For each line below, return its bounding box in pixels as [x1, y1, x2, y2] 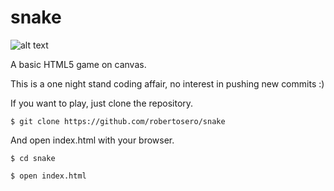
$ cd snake [10, 153, 56, 163]
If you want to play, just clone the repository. [10, 97, 194, 109]
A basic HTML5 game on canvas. [10, 58, 147, 70]
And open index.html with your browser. [10, 134, 175, 146]
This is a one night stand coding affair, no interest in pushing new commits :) [10, 77, 325, 90]
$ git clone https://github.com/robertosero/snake [10, 116, 226, 126]
